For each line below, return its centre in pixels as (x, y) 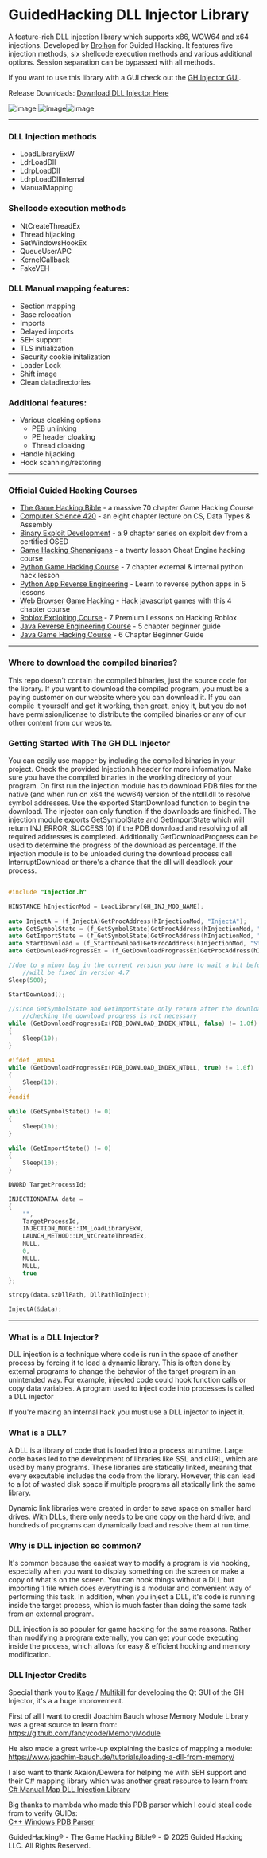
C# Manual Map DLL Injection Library (69, 1790)
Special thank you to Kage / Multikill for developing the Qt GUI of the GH (126, 1692)
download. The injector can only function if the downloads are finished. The (132, 812)
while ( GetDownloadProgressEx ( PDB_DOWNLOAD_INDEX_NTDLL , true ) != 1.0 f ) (131, 1068)
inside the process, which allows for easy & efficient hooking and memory (129, 1646)
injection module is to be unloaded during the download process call (120, 854)
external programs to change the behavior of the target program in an (122, 1371)
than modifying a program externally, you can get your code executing (124, 1637)
